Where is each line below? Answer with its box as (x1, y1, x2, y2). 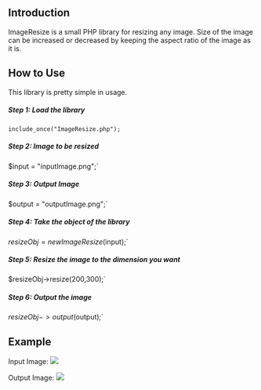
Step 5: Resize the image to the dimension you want (8, 255, 180, 264)
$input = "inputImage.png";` (8, 161, 100, 171)
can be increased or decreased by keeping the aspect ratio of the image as (8, 35, 251, 45)
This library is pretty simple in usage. (8, 87, 128, 97)
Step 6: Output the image (8, 293, 92, 302)
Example (8, 335, 52, 348)
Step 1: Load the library (8, 105, 85, 115)
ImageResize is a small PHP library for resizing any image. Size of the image (8, 27, 253, 36)
